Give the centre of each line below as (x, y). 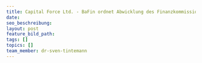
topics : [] (20, 46)
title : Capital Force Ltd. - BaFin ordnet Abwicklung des (80, 12)
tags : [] (17, 40)
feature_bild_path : (31, 34)
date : (13, 17)
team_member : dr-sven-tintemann (47, 51)
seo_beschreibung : (29, 23)
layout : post (23, 28)
